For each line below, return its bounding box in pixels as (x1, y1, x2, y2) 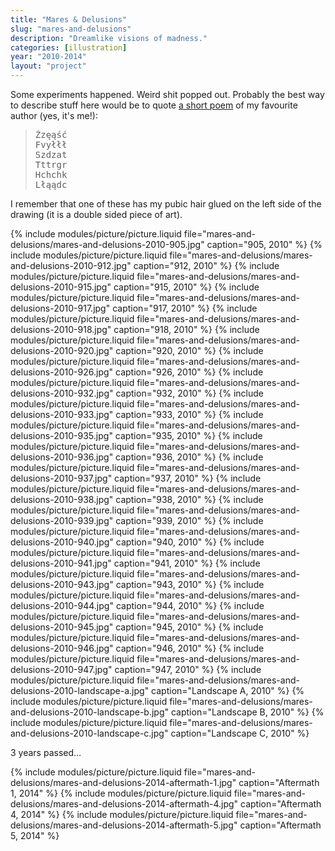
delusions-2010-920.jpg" (10, 345, 114, 356)
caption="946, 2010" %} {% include (115, 642, 265, 654)
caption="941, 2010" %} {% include (113, 557, 261, 569)
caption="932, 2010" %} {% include (115, 387, 265, 399)
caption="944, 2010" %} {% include (115, 600, 265, 611)
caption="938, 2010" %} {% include (115, 494, 264, 505)
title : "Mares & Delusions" (10, 14, 128, 25)
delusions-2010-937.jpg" (10, 472, 113, 484)
